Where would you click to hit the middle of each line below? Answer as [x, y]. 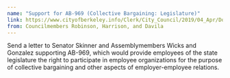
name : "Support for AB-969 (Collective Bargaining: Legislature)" [104, 13]
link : [15, 20]
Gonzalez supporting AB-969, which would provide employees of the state [112, 53]
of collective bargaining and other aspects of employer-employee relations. [113, 67]
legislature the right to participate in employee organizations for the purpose [115, 60]
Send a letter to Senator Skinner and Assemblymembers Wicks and [102, 46]
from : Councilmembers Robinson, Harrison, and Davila [86, 26]
